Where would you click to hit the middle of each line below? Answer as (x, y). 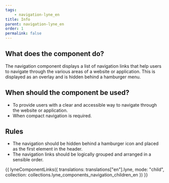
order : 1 (14, 29)
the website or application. (40, 110)
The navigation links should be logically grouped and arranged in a (82, 154)
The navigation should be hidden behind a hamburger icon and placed (86, 144)
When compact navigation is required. (52, 116)
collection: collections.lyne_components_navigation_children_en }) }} (76, 175)
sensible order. (28, 160)
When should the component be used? (67, 93)
